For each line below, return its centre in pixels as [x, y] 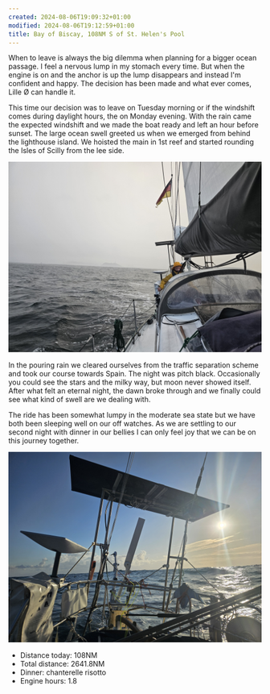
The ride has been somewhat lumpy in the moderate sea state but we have [132, 415]
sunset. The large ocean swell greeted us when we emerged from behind [129, 134]
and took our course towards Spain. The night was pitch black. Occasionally [134, 374]
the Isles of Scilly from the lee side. [66, 151]
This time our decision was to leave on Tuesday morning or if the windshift [132, 108]
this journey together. [44, 441]
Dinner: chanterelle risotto [63, 672]
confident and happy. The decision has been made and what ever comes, [130, 84]
